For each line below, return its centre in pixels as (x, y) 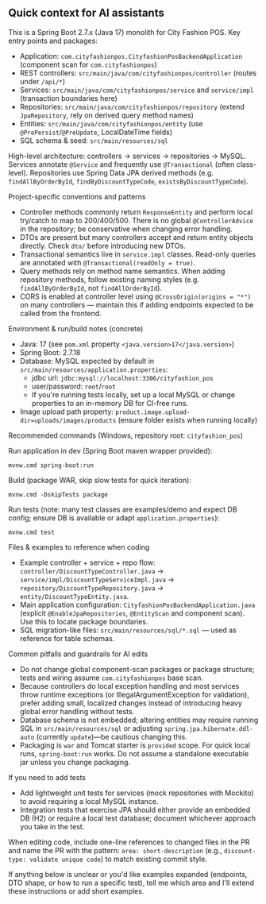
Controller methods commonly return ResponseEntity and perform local (136, 212)
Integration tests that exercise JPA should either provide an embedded (135, 809)
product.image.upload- (152, 412)
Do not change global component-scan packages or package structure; (137, 669)
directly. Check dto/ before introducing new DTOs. (102, 245)
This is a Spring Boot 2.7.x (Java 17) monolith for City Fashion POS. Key (124, 32)
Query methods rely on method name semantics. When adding (122, 271)
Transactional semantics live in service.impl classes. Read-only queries (138, 254)
